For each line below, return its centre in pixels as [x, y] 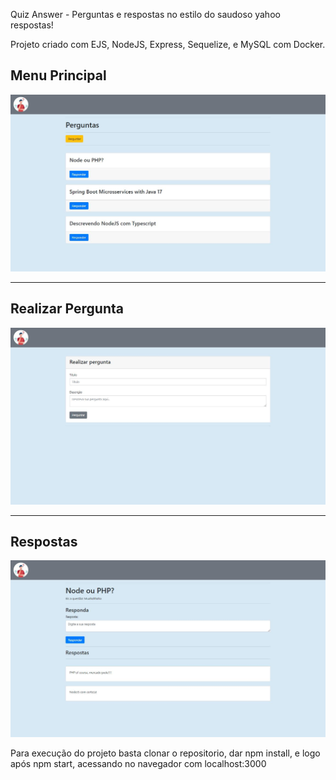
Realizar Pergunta [67, 309]
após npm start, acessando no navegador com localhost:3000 [138, 764]
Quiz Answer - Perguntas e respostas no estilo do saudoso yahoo [145, 14]
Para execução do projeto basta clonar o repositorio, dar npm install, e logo [165, 753]
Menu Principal [58, 75]
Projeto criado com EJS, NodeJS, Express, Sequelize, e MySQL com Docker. [168, 44]
